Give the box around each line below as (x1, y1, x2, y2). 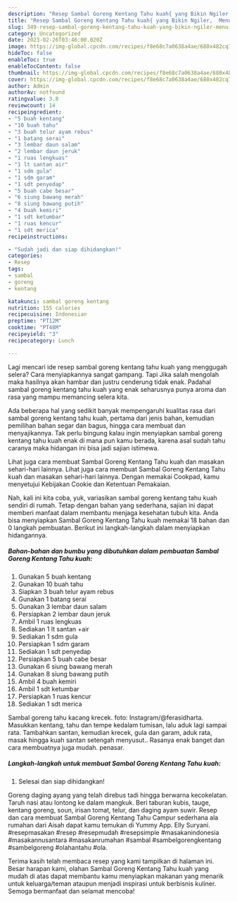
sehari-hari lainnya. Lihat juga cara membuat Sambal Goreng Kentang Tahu (8, 464, 226, 473)
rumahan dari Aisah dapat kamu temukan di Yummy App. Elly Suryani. (8, 820, 210, 829)
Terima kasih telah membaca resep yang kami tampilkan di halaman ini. (8, 857, 214, 865)
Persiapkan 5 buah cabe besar (18, 655, 108, 663)
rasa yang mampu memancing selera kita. (8, 393, 129, 401)
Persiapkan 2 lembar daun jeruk (18, 610, 111, 618)
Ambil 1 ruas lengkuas (18, 617, 82, 626)
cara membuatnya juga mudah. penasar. (8, 743, 125, 751)
